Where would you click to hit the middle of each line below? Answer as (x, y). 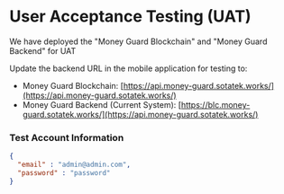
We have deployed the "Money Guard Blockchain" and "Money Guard (138, 41)
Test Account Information (67, 137)
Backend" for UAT (43, 50)
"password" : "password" (64, 172)
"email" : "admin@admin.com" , (74, 165)
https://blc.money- (215, 104)
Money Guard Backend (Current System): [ (102, 104)
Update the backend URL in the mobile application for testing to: (128, 68)
